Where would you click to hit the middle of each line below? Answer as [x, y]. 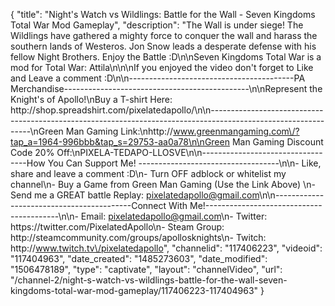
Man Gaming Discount [277, 142]
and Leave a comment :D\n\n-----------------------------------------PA [158, 78]
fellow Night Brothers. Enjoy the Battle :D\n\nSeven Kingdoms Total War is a [166, 57]
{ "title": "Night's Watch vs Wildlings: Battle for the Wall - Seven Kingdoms [163, 14]
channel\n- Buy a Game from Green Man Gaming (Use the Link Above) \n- [163, 184]
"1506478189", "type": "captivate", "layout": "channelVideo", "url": [146, 269]
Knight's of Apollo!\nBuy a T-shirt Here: [91, 99]
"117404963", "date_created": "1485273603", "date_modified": [139, 258]
